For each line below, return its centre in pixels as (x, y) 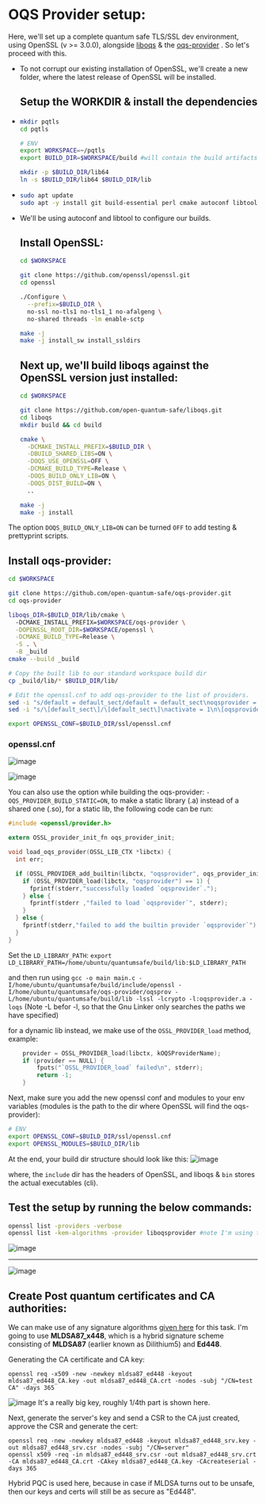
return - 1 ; (55, 1075)
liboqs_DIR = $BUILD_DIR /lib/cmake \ (67, 615)
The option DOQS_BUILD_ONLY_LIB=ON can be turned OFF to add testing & (123, 527)
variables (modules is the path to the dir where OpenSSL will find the (120, 1107)
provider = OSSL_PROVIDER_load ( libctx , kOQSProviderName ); (122, 1053)
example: (23, 1039)
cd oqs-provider (35, 600)
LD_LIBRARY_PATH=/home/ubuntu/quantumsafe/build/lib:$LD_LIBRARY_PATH (127, 963)
